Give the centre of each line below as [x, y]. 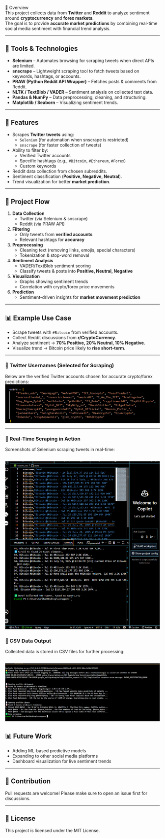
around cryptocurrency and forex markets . [50, 18]
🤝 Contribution [28, 781]
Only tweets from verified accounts [56, 235]
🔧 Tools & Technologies [41, 49]
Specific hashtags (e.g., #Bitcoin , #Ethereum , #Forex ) [73, 161]
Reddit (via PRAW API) [42, 224]
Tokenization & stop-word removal [54, 255]
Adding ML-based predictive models [49, 751]
